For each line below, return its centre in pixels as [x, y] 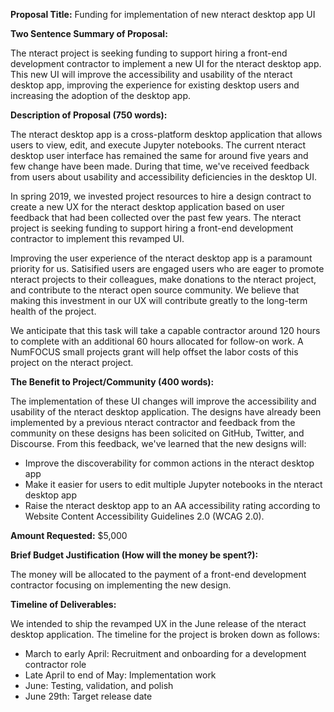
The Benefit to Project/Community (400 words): [112, 382]
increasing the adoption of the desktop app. [101, 95]
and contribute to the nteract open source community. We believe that [155, 290]
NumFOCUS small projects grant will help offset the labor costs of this [154, 352]
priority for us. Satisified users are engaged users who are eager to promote [167, 268]
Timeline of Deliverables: [63, 604]
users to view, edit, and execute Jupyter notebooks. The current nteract [158, 145]
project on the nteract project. [72, 362]
